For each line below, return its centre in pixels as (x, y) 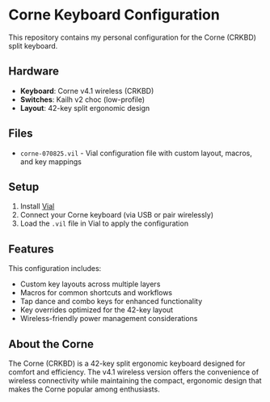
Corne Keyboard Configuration (114, 15)
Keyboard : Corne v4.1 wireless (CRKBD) (87, 91)
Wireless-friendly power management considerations (109, 319)
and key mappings (51, 161)
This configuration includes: (55, 269)
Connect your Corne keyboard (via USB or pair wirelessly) (117, 215)
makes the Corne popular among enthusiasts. (84, 389)
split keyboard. (33, 45)
